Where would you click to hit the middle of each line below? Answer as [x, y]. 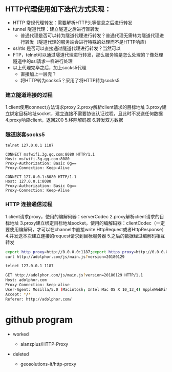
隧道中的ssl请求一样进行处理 [42, 61]
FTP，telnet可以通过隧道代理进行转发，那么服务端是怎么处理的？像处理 [88, 54]
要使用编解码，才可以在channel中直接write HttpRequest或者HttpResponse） [86, 229]
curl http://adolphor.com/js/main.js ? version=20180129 [65, 257]
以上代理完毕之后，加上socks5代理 [49, 67]
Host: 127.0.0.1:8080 [28, 181]
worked [21, 334]
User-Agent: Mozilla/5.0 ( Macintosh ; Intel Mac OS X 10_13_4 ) [73, 289]
